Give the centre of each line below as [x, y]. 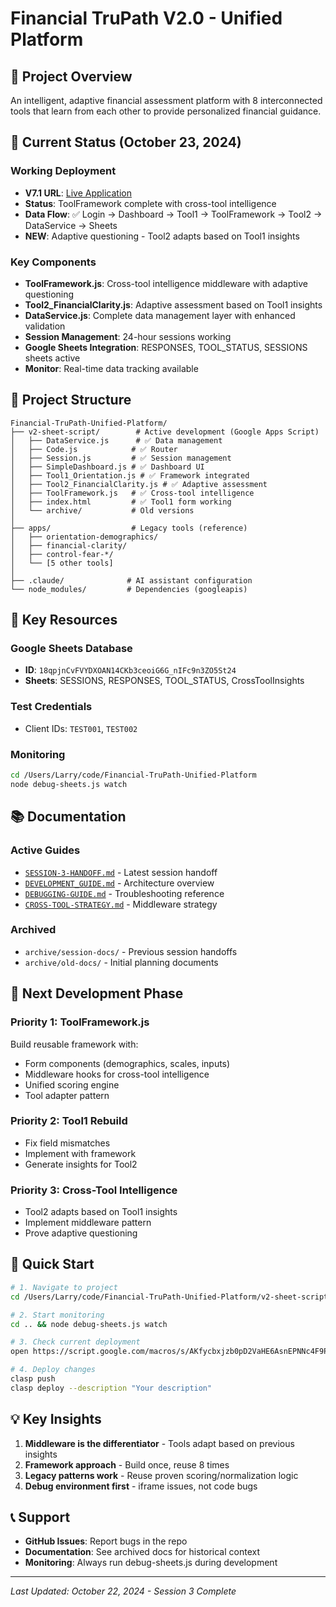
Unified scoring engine [72, 1084]
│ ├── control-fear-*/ [62, 554]
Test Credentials [51, 707]
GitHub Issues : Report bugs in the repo [106, 1541]
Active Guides [45, 850]
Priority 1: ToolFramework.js [80, 1022]
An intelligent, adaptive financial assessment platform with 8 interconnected [166, 100]
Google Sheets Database [71, 649]
